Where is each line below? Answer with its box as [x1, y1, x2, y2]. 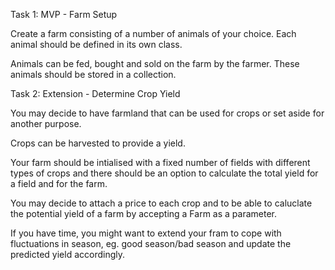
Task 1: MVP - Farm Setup [10, 9, 118, 20]
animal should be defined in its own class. [10, 39, 183, 50]
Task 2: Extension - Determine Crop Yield [10, 88, 181, 99]
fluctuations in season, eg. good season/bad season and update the [10, 238, 292, 249]
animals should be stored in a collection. [10, 69, 177, 80]
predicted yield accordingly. [10, 249, 126, 260]
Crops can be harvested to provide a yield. [10, 137, 186, 149]
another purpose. [10, 118, 82, 129]
